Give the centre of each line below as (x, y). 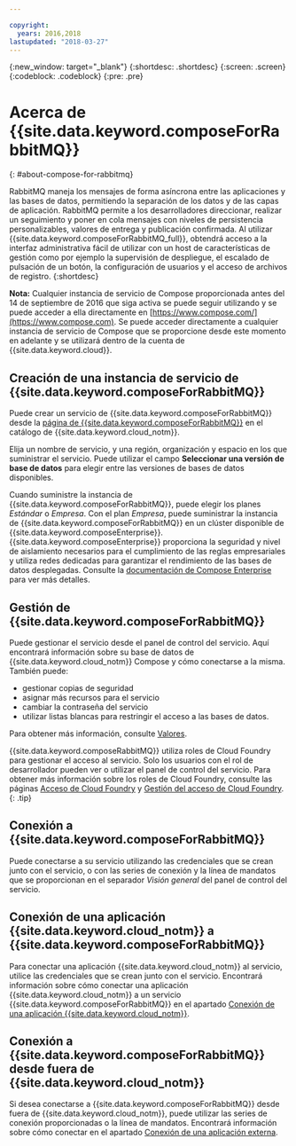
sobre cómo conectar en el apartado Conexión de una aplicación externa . (144, 1133)
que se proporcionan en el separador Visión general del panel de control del (148, 880)
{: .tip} (21, 797)
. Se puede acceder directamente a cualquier (196, 322)
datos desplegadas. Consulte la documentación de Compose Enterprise (140, 570)
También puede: (39, 671)
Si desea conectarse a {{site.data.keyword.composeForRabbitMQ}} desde (144, 1104)
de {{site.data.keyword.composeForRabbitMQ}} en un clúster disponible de (147, 523)
